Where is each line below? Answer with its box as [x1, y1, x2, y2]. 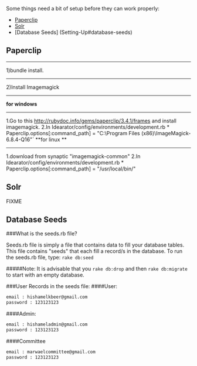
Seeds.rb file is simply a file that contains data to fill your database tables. [6, 241, 185, 248]
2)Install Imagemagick [6, 83, 60, 90]
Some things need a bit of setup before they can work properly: [6, 5, 160, 12]
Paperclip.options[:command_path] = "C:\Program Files [6, 129, 140, 136]
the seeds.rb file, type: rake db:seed [6, 254, 94, 261]
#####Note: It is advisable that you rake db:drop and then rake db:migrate [6, 265, 188, 272]
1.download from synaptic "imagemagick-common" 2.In [6, 152, 141, 160]
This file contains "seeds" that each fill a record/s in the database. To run [6, 248, 183, 255]
